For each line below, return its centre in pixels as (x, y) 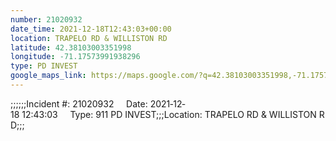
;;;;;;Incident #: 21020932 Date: (79, 103)
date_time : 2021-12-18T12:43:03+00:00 (91, 29)
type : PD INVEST (44, 66)
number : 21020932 (46, 19)
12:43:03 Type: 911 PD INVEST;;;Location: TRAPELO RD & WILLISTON (169, 114)
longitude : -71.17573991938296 (75, 57)
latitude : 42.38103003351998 (71, 47)
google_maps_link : (48, 76)
